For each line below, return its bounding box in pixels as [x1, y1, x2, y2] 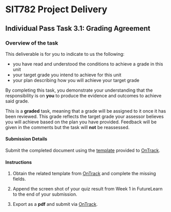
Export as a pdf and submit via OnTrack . [12, 201, 98, 207]
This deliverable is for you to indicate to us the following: [5, 51, 124, 57]
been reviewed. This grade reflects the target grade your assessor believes [5, 113, 164, 119]
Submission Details [5, 136, 48, 142]
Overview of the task [5, 39, 58, 47]
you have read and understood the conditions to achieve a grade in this [12, 60, 163, 67]
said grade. [5, 98, 29, 104]
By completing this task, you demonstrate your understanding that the [5, 87, 153, 93]
